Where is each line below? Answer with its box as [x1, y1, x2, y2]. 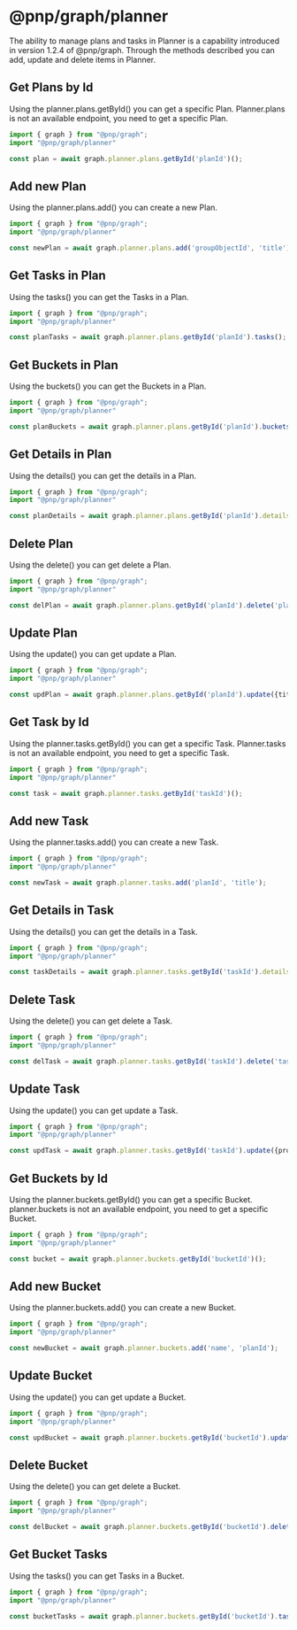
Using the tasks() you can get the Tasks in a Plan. [9, 291, 189, 302]
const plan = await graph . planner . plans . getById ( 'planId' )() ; [9, 154, 243, 163]
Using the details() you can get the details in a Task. [9, 926, 198, 937]
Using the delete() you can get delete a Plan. [9, 560, 171, 570]
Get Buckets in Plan [9, 357, 119, 373]
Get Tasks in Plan [9, 268, 106, 283]
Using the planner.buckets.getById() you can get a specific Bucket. [9, 1194, 254, 1205]
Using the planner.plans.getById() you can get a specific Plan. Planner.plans [9, 104, 286, 114]
